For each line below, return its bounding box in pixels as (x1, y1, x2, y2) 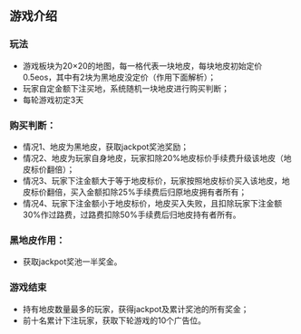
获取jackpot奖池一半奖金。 (22, 256, 122, 267)
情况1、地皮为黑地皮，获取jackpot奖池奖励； (22, 141, 189, 152)
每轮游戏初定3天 (22, 94, 84, 105)
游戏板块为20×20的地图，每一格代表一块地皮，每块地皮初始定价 (22, 60, 263, 71)
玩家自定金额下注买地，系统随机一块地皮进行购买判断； (22, 82, 229, 93)
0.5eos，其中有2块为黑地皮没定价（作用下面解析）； (22, 72, 216, 82)
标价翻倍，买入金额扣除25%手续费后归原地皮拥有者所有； (30, 186, 248, 197)
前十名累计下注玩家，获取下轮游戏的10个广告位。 (22, 315, 207, 326)
